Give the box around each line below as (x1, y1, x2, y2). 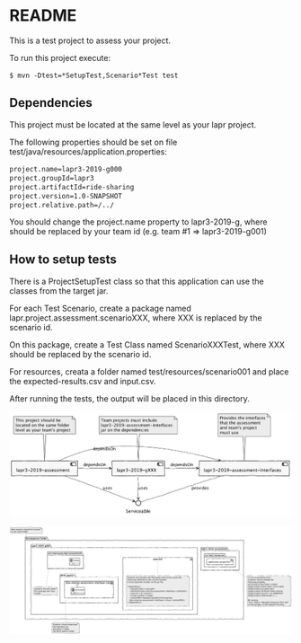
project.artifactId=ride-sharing (9, 182, 135, 191)
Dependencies (9, 95, 93, 110)
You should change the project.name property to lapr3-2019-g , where (9, 216, 268, 227)
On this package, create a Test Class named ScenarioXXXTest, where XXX (9, 339, 286, 350)
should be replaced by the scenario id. (9, 348, 152, 359)
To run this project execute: (9, 52, 111, 63)
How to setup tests (9, 252, 117, 268)
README (9, 5, 77, 26)
